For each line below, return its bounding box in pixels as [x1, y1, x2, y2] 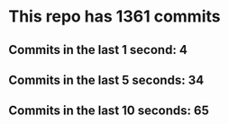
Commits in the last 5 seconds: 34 [8, 72, 205, 87]
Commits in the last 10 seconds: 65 [8, 103, 209, 119]
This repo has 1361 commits [8, 6, 221, 27]
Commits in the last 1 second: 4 [8, 42, 188, 58]
